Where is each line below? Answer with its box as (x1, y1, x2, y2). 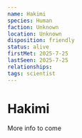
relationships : (7, 63, 53, 70)
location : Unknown (7, 30, 62, 38)
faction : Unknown (7, 23, 59, 31)
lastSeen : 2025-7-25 (7, 57, 69, 64)
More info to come (7, 124, 62, 132)
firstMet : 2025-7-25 (7, 51, 69, 58)
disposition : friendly (7, 37, 75, 44)
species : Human (7, 17, 53, 24)
